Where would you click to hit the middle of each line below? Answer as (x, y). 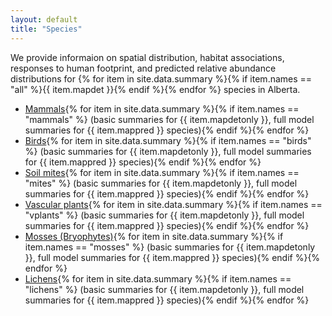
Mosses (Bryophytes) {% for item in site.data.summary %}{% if (154, 236)
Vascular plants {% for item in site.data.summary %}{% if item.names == (173, 204)
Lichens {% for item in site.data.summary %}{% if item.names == (158, 278)
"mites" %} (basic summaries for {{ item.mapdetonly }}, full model (161, 183)
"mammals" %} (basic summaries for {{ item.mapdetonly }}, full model (169, 119)
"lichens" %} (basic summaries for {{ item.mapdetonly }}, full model (164, 289)
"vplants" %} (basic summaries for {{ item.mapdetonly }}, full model (164, 215)
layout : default (44, 19)
